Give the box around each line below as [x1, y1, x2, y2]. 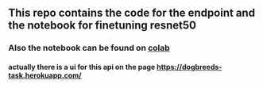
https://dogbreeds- [156, 62, 222, 71]
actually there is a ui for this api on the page [8, 62, 156, 71]
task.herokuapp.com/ [8, 71, 82, 80]
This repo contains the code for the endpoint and [8, 6, 256, 20]
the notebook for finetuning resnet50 [8, 19, 197, 33]
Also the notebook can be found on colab [8, 43, 171, 54]
